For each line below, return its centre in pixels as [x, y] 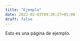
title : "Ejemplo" [23, 10]
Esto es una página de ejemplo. [38, 33]
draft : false [19, 19]
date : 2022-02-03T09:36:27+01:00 [40, 14]
